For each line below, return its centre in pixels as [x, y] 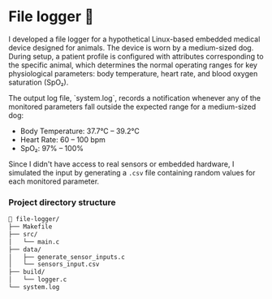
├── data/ [25, 249]
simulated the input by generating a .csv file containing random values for [132, 172]
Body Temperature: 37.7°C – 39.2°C [80, 131]
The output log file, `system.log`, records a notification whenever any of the [135, 97]
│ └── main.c [34, 242]
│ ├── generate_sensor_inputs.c [67, 257]
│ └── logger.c [38, 279]
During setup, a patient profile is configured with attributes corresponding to [136, 56]
